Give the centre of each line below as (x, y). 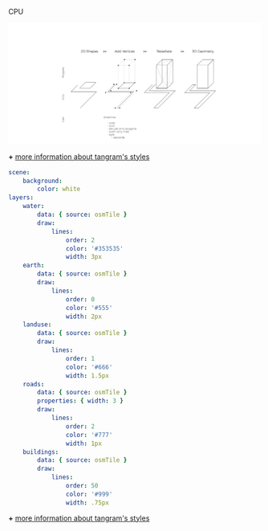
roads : (34, 384)
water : (34, 206)
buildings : (41, 452)
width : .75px (87, 502)
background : (43, 181)
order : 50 (82, 486)
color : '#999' (89, 494)
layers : (21, 198)
